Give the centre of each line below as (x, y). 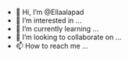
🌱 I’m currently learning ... (57, 29)
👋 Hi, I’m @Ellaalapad (50, 12)
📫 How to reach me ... (52, 46)
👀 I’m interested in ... (48, 20)
